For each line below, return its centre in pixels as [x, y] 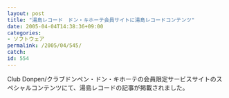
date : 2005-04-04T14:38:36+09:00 [55, 26]
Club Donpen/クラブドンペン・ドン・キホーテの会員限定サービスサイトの [112, 79]
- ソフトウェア [26, 39]
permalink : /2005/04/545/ [44, 46]
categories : [24, 33]
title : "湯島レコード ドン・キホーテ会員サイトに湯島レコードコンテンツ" [101, 20]
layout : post [26, 13]
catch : [17, 52]
